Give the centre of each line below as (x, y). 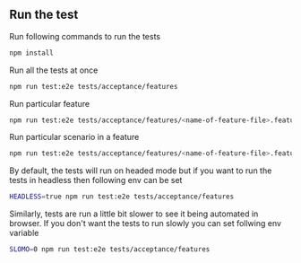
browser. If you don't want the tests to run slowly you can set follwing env (146, 224)
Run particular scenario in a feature (74, 137)
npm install (31, 53)
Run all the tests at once (54, 70)
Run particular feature (50, 103)
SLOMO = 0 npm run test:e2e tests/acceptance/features (110, 250)
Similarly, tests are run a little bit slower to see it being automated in (134, 214)
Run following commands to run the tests (85, 36)
